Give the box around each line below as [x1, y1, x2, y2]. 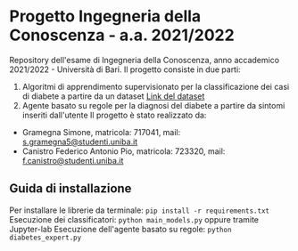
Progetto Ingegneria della [9, 6, 202, 27]
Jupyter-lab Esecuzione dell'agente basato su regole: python [9, 223, 232, 234]
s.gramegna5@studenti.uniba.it [21, 136, 138, 147]
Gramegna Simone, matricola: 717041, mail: [21, 126, 181, 137]
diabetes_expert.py [9, 233, 82, 242]
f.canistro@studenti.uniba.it [21, 155, 124, 166]
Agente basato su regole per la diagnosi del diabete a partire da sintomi [21, 100, 286, 110]
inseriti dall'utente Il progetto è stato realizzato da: [21, 109, 207, 120]
